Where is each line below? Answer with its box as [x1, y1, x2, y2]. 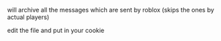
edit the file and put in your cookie [7, 27, 105, 34]
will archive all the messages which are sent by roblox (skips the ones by [7, 6, 215, 14]
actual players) [7, 13, 50, 21]
